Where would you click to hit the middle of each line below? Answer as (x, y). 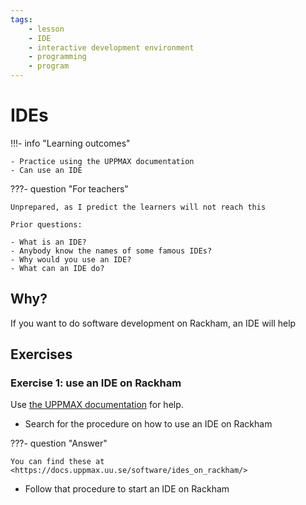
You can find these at (57, 462)
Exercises (41, 354)
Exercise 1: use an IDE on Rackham (96, 383)
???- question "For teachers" (69, 188)
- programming (57, 57)
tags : (21, 19)
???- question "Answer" (59, 443)
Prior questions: (46, 224)
